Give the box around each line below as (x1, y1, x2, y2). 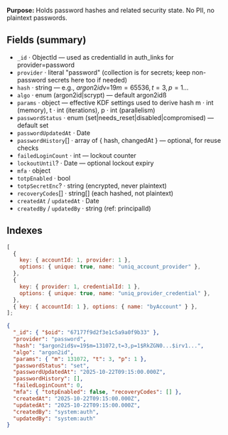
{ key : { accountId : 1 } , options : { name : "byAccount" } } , (13, 303, 198, 310)
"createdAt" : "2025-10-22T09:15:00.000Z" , (13, 394, 141, 402)
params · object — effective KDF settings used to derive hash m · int (16, 98, 214, 107)
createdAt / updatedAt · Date (16, 196, 100, 205)
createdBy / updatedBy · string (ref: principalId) (16, 204, 151, 213)
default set (16, 121, 49, 129)
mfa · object (16, 166, 51, 175)
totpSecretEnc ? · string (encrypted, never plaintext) (16, 181, 168, 190)
